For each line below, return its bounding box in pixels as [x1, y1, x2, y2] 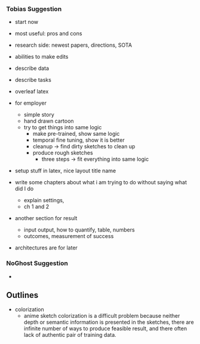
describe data [14, 65, 50, 72]
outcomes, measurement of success [23, 233, 114, 240]
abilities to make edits [14, 53, 69, 60]
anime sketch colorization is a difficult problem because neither [23, 312, 180, 319]
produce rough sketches [32, 149, 94, 157]
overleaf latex [14, 88, 49, 95]
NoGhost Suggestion [6, 259, 69, 267]
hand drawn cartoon [23, 117, 74, 124]
